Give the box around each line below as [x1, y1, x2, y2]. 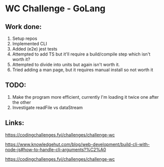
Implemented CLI [12, 41, 47, 47]
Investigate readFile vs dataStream [12, 104, 83, 111]
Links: [5, 119, 25, 127]
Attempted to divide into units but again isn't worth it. [12, 62, 120, 67]
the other [12, 99, 31, 105]
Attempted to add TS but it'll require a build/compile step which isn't [12, 51, 151, 57]
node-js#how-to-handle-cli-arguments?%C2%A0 [5, 146, 106, 152]
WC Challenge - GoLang [5, 3, 106, 14]
